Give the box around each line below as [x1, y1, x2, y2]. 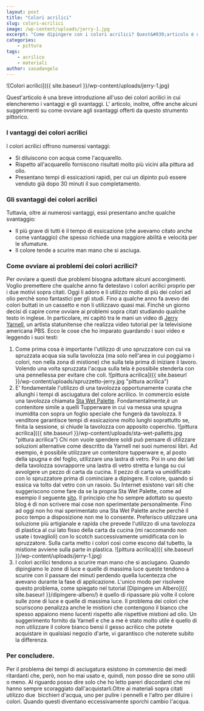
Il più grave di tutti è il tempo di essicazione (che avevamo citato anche [15, 227, 193, 234]
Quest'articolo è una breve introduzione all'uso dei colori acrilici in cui [6, 94, 181, 101]
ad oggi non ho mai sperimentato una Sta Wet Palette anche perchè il [15, 507, 189, 515]
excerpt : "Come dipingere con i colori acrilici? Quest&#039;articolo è [6, 32, 194, 38]
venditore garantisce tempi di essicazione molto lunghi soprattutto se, [15, 417, 190, 424]
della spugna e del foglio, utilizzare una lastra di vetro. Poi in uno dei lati [15, 456, 195, 463]
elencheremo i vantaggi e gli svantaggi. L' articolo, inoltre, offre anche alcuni [6, 100, 197, 108]
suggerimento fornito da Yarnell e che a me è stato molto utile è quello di [15, 617, 197, 624]
